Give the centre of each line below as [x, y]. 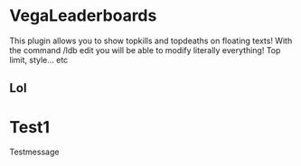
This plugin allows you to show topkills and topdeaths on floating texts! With [151, 41]
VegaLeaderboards [83, 16]
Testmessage [34, 152]
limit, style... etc [39, 60]
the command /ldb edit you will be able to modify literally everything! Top [145, 50]
